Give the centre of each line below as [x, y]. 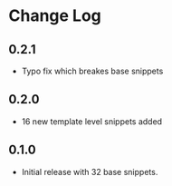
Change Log [55, 16]
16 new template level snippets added [92, 121]
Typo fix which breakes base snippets [92, 71]
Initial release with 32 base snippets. [90, 171]
